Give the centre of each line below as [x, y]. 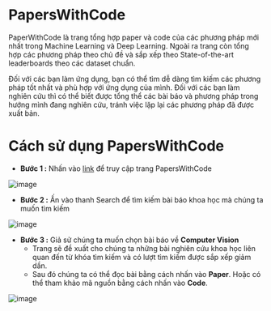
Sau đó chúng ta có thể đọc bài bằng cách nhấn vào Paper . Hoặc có [146, 274]
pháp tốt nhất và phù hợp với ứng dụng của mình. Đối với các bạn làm [124, 87]
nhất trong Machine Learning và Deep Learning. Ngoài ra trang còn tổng [129, 45]
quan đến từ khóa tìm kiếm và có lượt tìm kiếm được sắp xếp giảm [142, 257]
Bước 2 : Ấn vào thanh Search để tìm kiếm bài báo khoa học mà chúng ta [142, 199]
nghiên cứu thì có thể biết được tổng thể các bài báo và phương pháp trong [133, 96]
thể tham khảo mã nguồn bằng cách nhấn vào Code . [120, 283]
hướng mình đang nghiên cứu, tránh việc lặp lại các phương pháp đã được [131, 104]
